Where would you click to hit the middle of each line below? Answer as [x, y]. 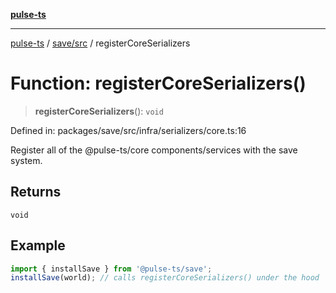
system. [26, 160]
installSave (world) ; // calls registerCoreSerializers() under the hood [165, 278]
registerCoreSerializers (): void [99, 111]
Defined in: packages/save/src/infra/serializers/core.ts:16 [128, 130]
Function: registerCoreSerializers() [158, 83]
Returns [36, 192]
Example [38, 245]
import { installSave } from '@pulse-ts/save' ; [111, 269]
